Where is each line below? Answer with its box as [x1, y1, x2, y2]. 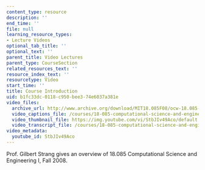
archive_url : [12, 105, 45, 112]
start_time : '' [6, 83, 45, 89]
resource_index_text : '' [6, 71, 70, 77]
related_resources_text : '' [6, 65, 78, 72]
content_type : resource [6, 9, 67, 15]
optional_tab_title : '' [6, 43, 67, 49]
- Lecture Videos [6, 37, 51, 43]
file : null [6, 26, 34, 32]
